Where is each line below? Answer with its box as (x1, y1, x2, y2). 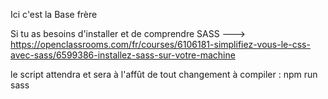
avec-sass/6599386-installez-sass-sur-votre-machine (10, 49, 236, 61)
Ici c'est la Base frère (10, 9, 98, 20)
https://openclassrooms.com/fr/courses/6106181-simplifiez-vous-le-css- (10, 39, 311, 50)
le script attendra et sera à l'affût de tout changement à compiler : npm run (10, 69, 318, 80)
